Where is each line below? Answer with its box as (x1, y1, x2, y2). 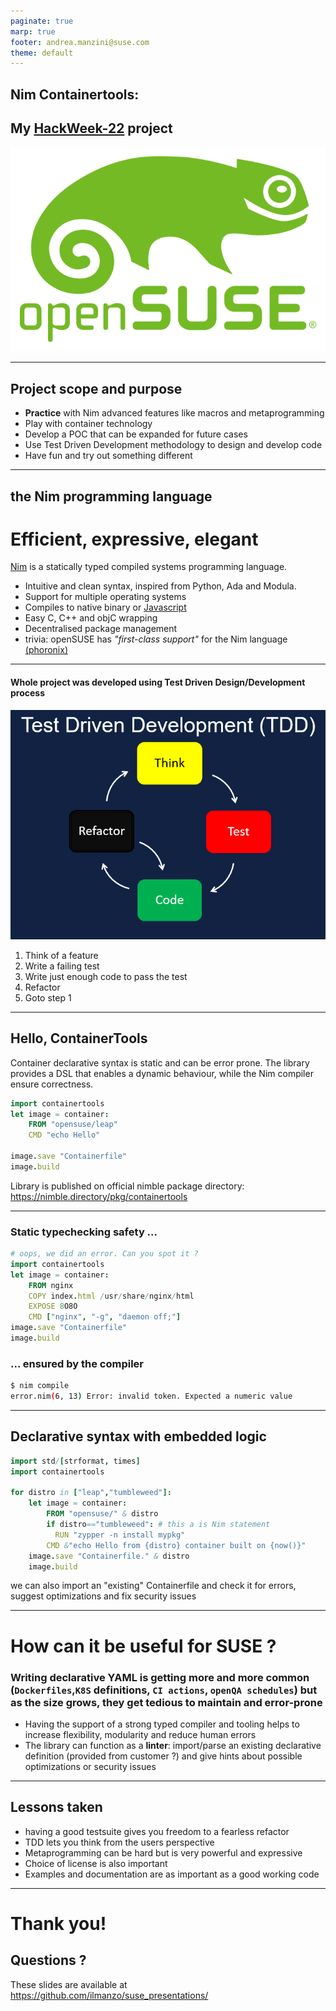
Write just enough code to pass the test (24, 970, 188, 982)
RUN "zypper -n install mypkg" (54, 1530, 186, 1540)
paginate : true (10, 16, 74, 26)
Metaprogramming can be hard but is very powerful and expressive (24, 1846, 303, 1859)
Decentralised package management (24, 623, 178, 635)
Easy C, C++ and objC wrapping (24, 612, 158, 624)
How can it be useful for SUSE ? (10, 1635, 277, 1657)
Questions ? (10, 1952, 87, 1969)
